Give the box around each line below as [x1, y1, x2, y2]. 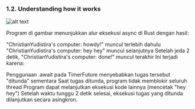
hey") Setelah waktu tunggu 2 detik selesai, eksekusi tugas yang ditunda [6, 90, 183, 97]
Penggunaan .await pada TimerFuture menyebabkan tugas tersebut [6, 71, 171, 78]
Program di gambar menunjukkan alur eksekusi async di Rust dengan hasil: [6, 29, 189, 37]
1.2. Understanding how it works [6, 5, 101, 13]
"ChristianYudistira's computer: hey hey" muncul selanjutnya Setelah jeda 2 [6, 47, 190, 54]
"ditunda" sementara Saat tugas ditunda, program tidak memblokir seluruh [6, 77, 187, 84]
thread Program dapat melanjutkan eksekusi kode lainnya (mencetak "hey [6, 84, 186, 91]
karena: [6, 60, 25, 67]
